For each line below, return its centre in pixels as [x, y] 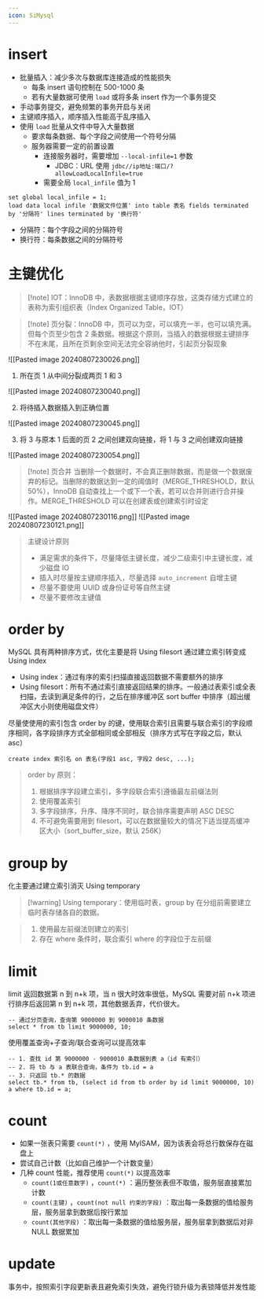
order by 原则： [53, 775]
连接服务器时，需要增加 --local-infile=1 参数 [118, 156]
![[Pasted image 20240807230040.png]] [74, 391]
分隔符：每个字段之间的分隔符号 [71, 230]
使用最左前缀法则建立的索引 [84, 929]
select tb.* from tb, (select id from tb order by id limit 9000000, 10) [132, 1083]
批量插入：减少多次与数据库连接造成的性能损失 [95, 77]
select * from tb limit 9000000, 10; [70, 1027]
